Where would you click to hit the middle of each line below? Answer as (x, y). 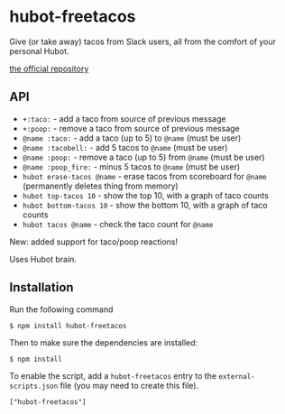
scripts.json (34, 386)
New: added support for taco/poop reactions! (94, 242)
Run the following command (61, 309)
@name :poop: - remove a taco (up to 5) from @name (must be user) (143, 157)
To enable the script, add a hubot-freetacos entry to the (113, 375)
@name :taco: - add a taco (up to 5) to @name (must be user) (132, 138)
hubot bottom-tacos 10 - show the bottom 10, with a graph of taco (145, 205)
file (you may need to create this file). (129, 385)
